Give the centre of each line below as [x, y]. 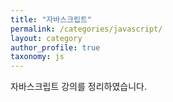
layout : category [46, 38]
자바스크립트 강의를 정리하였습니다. [78, 87]
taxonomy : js [37, 57]
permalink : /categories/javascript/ [86, 29]
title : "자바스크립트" [51, 19]
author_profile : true [55, 47]
